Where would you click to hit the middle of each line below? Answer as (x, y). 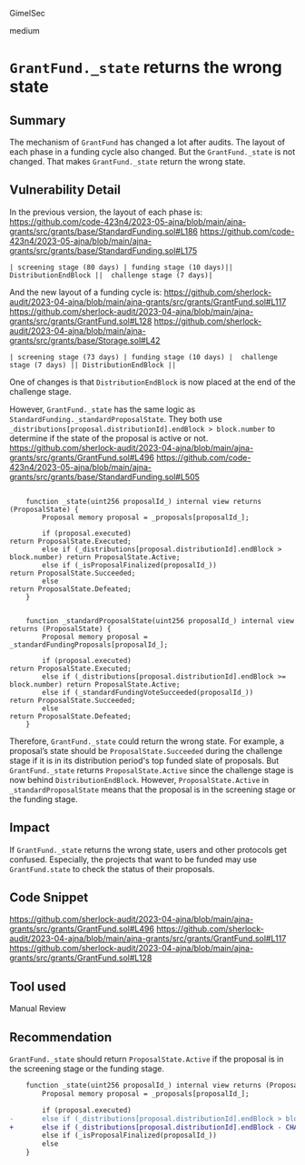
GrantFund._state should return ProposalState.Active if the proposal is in (147, 1060)
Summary (38, 121)
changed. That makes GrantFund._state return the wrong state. (128, 161)
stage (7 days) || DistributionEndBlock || (93, 365)
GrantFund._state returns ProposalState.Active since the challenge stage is (152, 770)
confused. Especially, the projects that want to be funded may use (133, 859)
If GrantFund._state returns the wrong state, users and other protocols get (148, 849)
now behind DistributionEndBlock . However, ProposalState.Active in (139, 779)
